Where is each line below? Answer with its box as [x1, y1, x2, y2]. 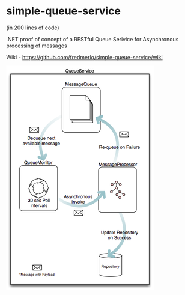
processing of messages [6, 42, 67, 49]
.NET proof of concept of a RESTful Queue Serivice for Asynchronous [6, 35, 179, 43]
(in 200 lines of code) [6, 24, 59, 31]
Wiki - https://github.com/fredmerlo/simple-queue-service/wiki [6, 53, 163, 61]
